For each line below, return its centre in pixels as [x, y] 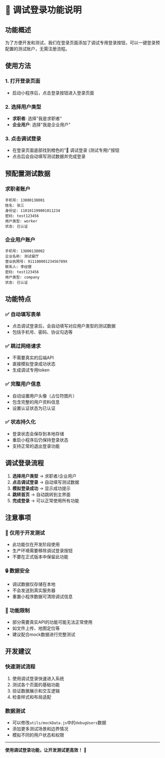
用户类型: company [22, 277]
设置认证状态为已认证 [34, 408]
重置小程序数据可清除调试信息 [42, 596]
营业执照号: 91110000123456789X [36, 262]
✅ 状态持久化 [20, 422]
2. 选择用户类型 [23, 107]
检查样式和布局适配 [32, 697]
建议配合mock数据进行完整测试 [44, 634]
